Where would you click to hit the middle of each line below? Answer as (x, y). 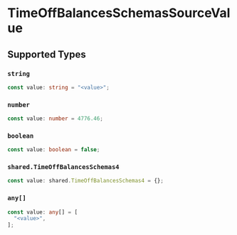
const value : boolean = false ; (54, 150)
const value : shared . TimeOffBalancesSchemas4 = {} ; (85, 181)
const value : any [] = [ (43, 212)
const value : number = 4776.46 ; (55, 119)
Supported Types (47, 54)
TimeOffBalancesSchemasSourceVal (119, 13)
